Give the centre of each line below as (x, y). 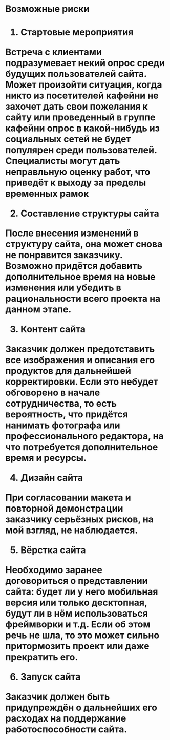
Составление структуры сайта (90, 214)
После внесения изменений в (72, 233)
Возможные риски (47, 9)
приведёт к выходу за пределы (76, 183)
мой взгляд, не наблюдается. (72, 530)
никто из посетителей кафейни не (82, 96)
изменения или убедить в (63, 288)
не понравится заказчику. (64, 255)
